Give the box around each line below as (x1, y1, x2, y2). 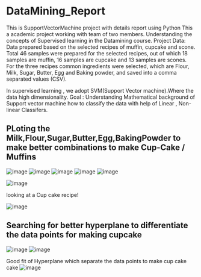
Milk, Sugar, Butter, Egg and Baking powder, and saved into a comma (6, 69, 178, 76)
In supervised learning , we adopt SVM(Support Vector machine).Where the (6, 87, 194, 94)
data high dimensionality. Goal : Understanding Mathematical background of (6, 93, 196, 101)
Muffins (6, 152, 37, 162)
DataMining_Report (6, 4, 105, 18)
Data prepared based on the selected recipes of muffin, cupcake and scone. (6, 43, 196, 51)
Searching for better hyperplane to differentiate (6, 220, 188, 231)
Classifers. (21, 106, 48, 113)
